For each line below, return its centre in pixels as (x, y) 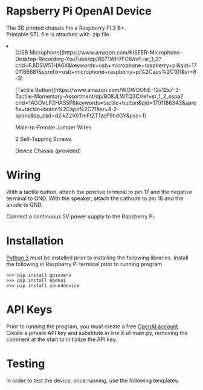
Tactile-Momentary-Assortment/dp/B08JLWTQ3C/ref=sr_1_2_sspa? (99, 96)
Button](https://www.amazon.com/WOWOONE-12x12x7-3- (108, 89)
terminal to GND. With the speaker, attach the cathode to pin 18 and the (95, 198)
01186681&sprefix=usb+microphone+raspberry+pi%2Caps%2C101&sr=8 (106, 71)
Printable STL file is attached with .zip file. (59, 34)
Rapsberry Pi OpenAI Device (79, 11)
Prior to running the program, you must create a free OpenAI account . (93, 326)
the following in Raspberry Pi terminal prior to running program (84, 264)
